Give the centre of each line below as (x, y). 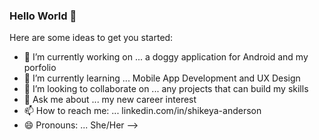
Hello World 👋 (43, 16)
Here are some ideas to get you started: (91, 38)
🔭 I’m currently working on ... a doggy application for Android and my (166, 57)
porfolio (40, 68)
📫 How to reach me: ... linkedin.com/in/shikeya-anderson (142, 111)
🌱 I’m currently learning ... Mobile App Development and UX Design (162, 78)
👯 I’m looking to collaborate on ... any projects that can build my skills (166, 89)
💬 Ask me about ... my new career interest (110, 100)
